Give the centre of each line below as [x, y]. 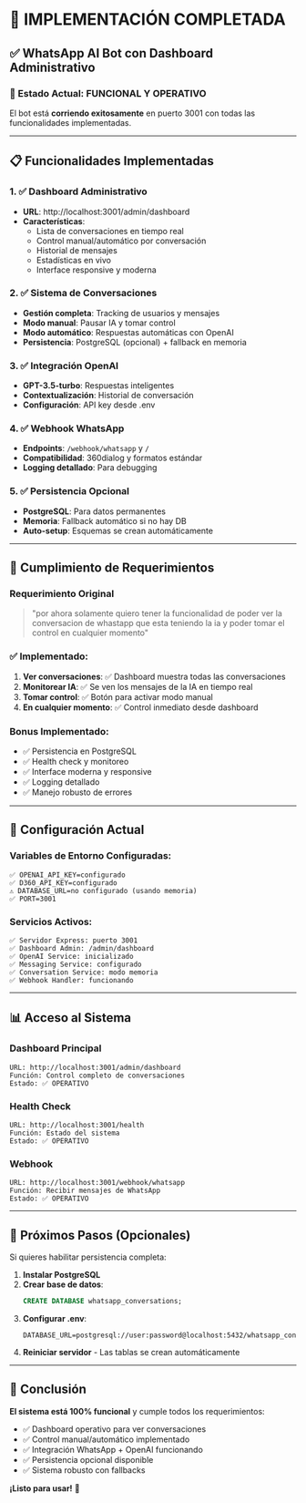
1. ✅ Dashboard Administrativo [78, 191]
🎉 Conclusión [48, 1390]
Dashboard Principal [56, 1048]
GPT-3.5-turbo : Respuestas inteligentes [98, 386]
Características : [54, 221]
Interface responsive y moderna [96, 270]
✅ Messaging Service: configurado [76, 965]
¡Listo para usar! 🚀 [45, 1488]
